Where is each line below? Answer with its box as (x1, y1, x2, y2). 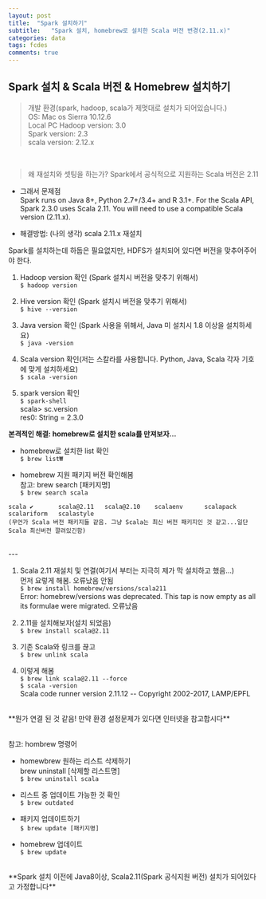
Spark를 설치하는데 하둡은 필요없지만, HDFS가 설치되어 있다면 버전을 (8, 245, 223, 255)
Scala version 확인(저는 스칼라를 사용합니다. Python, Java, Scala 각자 (19, 354, 241, 364)
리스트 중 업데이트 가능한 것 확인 (19, 790, 120, 799)
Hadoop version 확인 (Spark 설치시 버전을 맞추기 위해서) (19, 272, 199, 282)
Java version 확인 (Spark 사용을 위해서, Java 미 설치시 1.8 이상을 (19, 320, 225, 329)
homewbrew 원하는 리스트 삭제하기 (19, 755, 131, 766)
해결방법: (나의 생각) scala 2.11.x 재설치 (19, 228, 143, 238)
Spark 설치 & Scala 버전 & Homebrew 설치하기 (8, 81, 231, 94)
